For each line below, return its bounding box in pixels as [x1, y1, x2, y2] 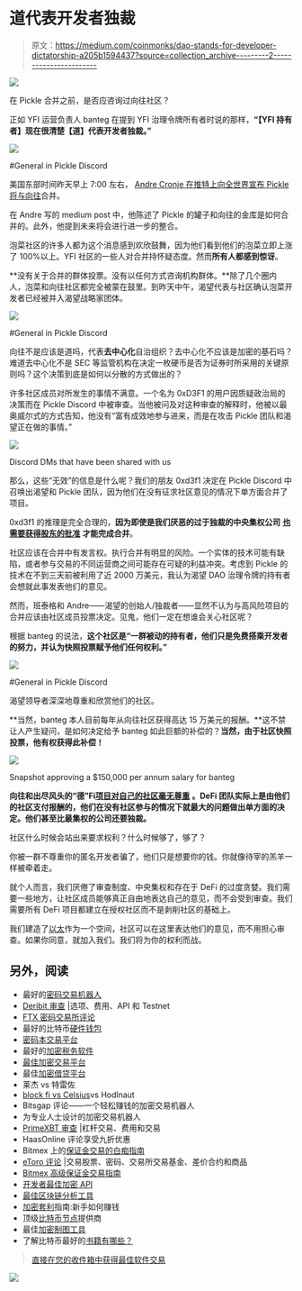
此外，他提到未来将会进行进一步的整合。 [32, 220, 182, 231]
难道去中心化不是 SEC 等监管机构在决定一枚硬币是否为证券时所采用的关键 [9, 357, 281, 368]
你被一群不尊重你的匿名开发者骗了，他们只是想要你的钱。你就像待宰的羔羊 [9, 850, 285, 861]
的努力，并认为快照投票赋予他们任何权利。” [9, 641, 168, 652]
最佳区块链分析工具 [22, 1190, 94, 1201]
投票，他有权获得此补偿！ [9, 736, 104, 748]
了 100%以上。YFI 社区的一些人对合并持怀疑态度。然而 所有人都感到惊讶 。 [9, 250, 283, 261]
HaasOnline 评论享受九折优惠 [22, 1133, 131, 1144]
